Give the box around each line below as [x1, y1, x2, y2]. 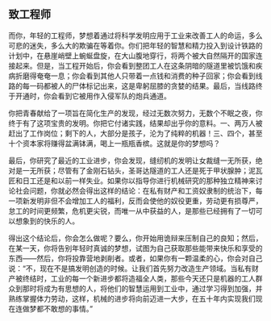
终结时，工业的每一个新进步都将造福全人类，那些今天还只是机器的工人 [22, 273, 256, 283]
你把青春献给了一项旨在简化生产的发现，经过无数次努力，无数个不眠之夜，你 [8, 108, 263, 118]
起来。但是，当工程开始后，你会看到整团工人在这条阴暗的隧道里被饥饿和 [15, 60, 256, 70]
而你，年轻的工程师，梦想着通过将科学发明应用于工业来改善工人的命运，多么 [8, 31, 263, 40]
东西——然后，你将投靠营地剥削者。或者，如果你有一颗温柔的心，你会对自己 [8, 253, 263, 263]
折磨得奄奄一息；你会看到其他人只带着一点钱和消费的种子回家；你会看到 [15, 71, 256, 81]
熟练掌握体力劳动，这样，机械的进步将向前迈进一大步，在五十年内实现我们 [8, 294, 256, 303]
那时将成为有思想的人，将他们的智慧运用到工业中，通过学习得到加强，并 [22, 283, 263, 293]
